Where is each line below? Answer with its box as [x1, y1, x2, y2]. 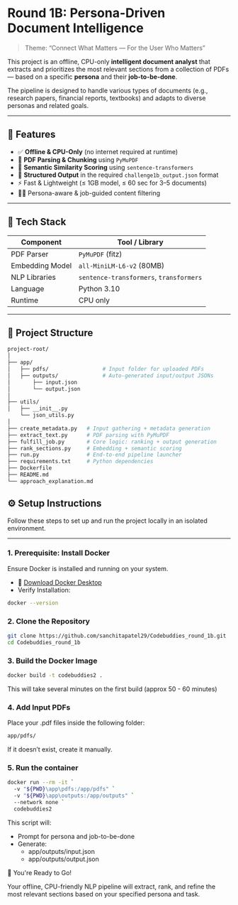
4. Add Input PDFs [7, 702, 71, 712]
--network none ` [13, 799, 65, 806]
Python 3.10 [78, 283, 120, 293]
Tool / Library [117, 237, 164, 246]
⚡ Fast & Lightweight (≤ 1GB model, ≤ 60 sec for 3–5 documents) [17, 178, 208, 187]
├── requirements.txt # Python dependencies [7, 458, 154, 465]
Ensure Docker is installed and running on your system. [7, 564, 169, 573]
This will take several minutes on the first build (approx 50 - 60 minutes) [7, 684, 217, 693]
